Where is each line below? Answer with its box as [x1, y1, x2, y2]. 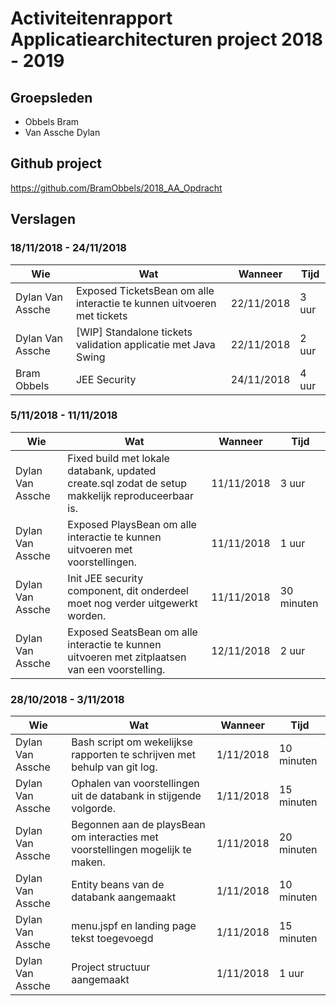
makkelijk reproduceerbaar [67, 488, 195, 502]
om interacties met [71, 830, 159, 844]
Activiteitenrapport [10, 7, 173, 30]
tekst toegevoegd [71, 932, 154, 946]
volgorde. [71, 802, 116, 816]
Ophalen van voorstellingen [71, 777, 200, 791]
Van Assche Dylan [24, 127, 101, 138]
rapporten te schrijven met [71, 748, 196, 762]
